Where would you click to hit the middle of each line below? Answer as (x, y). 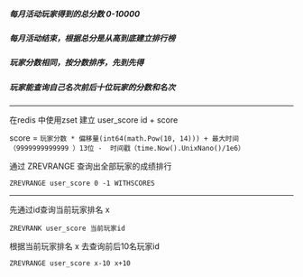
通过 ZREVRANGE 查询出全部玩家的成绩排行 (91, 166)
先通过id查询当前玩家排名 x (60, 210)
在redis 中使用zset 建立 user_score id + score (94, 120)
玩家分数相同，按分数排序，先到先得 (77, 62)
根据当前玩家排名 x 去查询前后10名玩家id (85, 246)
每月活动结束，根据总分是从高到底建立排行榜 (92, 38)
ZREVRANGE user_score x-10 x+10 (70, 263)
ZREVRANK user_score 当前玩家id (68, 229)
